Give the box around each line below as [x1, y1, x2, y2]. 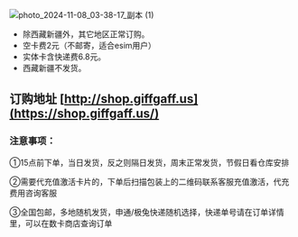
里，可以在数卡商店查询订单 [9, 217, 113, 229]
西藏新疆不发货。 [22, 63, 87, 73]
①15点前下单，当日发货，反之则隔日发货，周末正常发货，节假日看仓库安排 [9, 157, 290, 168]
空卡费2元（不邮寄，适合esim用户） [22, 41, 156, 50]
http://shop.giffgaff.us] [63, 91, 199, 107]
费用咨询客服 [9, 187, 57, 198]
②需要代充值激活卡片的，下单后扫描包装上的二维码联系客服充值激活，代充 [9, 176, 290, 187]
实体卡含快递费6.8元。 [22, 51, 107, 62]
